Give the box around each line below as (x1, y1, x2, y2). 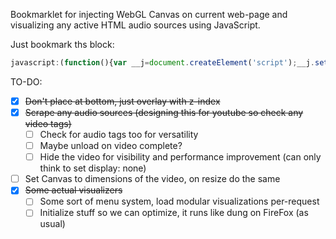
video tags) (24, 118, 72, 129)
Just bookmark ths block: (10, 39, 115, 50)
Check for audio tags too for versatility (39, 129, 199, 140)
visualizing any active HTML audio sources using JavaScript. (10, 19, 261, 31)
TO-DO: (10, 75, 43, 88)
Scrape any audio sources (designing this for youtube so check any (24, 106, 304, 118)
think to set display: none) (39, 162, 147, 174)
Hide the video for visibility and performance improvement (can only (39, 151, 322, 163)
